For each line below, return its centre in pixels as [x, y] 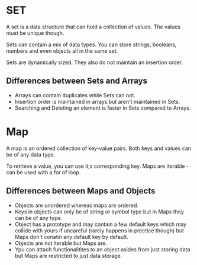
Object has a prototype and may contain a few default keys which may [101, 224]
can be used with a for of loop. [43, 172]
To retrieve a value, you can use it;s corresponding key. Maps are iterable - [98, 166]
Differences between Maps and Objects [81, 191]
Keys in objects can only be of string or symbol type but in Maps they [99, 212]
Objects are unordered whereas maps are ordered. [77, 205]
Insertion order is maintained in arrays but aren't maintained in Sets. [97, 101]
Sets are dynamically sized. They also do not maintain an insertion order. [95, 62]
